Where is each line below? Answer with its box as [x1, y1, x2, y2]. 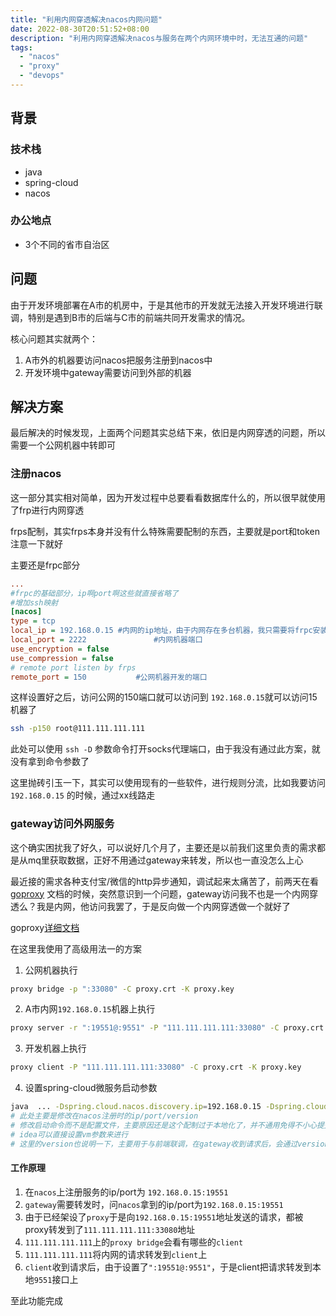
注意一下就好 [10, 537, 63, 550]
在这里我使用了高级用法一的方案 [10, 942, 142, 955]
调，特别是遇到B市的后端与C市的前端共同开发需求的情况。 [10, 311, 251, 323]
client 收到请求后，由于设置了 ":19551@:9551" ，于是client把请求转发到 [24, 1261, 313, 1273]
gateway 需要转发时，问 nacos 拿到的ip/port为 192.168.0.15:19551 [24, 1198, 284, 1210]
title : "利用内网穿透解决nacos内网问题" [10, 14, 163, 25]
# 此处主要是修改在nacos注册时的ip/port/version [10, 1111, 199, 1121]
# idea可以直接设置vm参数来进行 [10, 1129, 129, 1140]
